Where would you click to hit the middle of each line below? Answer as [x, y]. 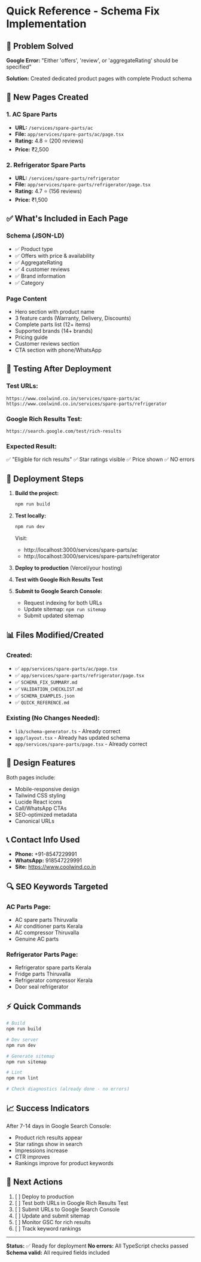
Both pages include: [31, 777]
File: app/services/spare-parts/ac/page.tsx [69, 134]
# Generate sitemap [31, 1056]
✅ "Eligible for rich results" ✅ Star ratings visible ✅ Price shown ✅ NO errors [100, 459]
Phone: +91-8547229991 [46, 854]
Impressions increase [41, 1150]
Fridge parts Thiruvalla [43, 974]
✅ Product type [34, 249]
